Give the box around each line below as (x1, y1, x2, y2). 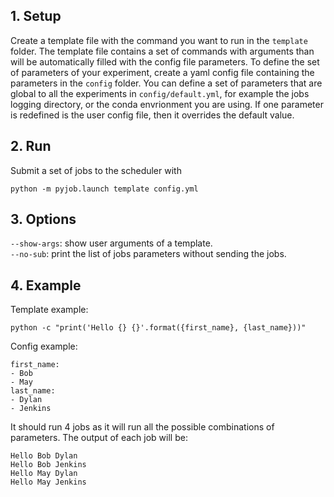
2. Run (10, 138, 52, 155)
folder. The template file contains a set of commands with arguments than (10, 45, 315, 57)
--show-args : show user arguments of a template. (10, 237, 213, 249)
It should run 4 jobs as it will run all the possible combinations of (10, 421, 275, 433)
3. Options (10, 211, 77, 228)
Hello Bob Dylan (10, 451, 78, 461)
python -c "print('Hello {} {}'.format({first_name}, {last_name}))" (10, 323, 307, 333)
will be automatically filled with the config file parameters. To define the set (10, 55, 320, 68)
